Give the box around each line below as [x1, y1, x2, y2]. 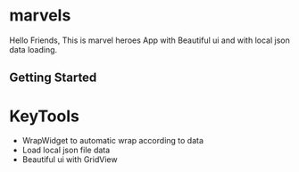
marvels [9, 5, 71, 26]
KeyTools [9, 106, 80, 126]
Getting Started [9, 70, 97, 86]
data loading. [9, 44, 58, 54]
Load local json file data [21, 144, 111, 156]
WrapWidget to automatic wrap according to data [21, 135, 203, 146]
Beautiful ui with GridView [21, 154, 118, 165]
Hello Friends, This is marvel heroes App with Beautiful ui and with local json [9, 35, 290, 45]
